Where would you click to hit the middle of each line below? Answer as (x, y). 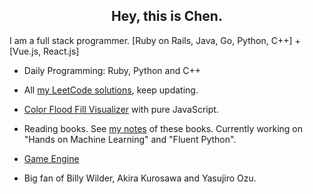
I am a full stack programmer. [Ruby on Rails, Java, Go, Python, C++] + (155, 40)
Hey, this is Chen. (167, 16)
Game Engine (51, 158)
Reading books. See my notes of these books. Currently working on (163, 128)
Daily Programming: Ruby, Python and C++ (112, 70)
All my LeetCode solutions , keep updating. (111, 90)
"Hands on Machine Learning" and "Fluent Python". (130, 139)
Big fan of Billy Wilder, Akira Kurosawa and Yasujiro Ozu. (140, 178)
